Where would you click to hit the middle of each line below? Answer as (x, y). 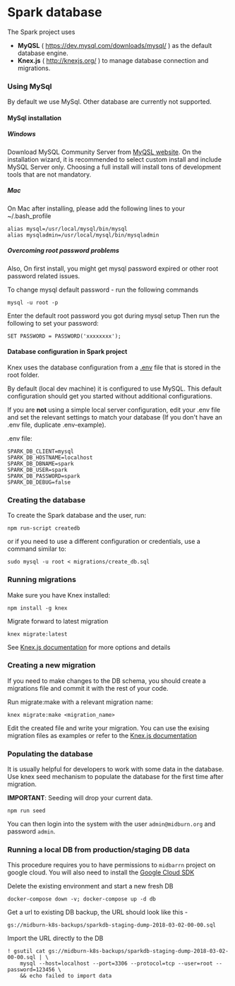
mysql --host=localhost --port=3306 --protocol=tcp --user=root (116, 964)
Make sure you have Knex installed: (59, 595)
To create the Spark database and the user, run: (77, 516)
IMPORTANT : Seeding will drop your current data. (80, 798)
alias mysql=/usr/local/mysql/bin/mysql (68, 229)
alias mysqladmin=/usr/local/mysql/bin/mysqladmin (83, 235)
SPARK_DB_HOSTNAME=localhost (50, 457)
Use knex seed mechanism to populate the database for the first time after (115, 777)
